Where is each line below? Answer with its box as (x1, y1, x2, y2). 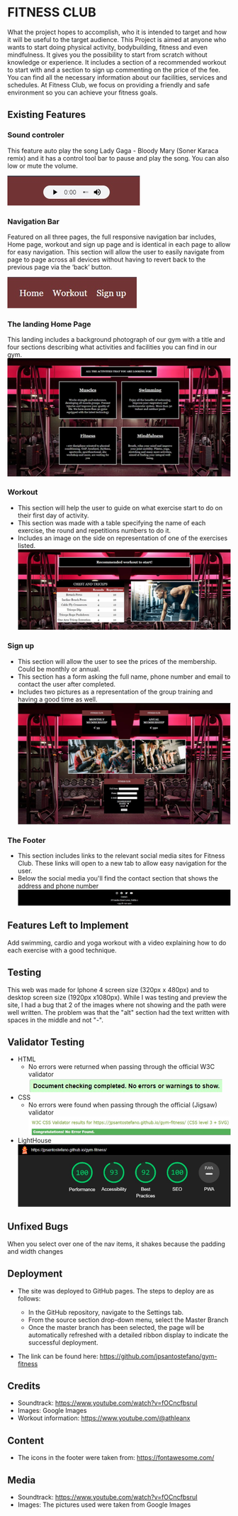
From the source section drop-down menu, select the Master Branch (28, 1316, 229, 1324)
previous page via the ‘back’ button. (7, 262, 113, 271)
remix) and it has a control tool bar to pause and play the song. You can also (7, 154, 229, 162)
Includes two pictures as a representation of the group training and (17, 687, 213, 696)
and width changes (7, 1247, 64, 1255)
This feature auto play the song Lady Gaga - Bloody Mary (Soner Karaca (7, 146, 219, 155)
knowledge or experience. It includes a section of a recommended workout (7, 58, 227, 66)
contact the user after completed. (17, 679, 115, 688)
